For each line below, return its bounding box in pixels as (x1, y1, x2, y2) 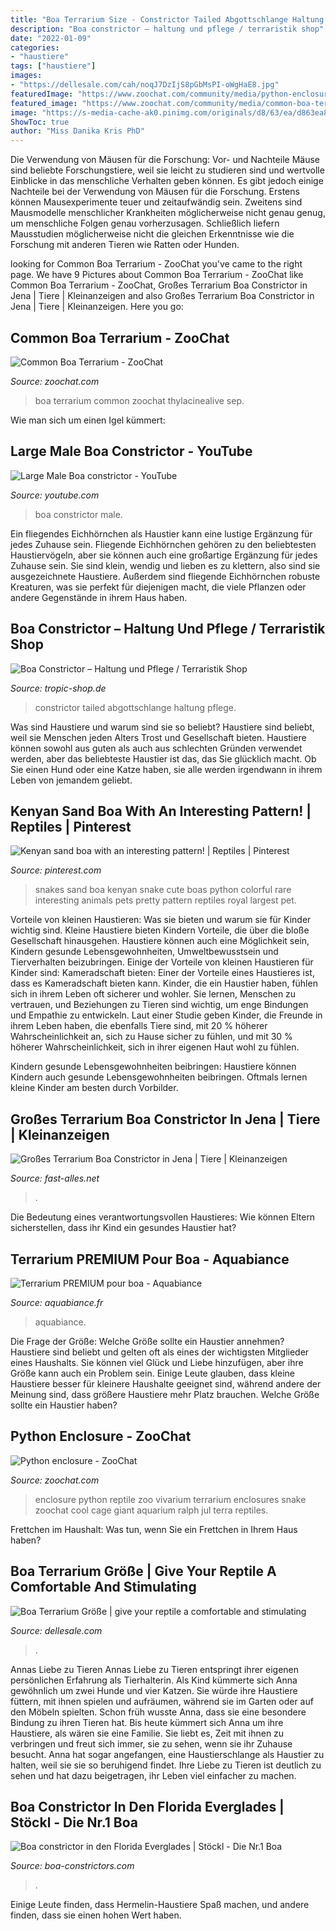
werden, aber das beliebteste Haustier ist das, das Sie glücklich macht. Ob (10, 752, 317, 765)
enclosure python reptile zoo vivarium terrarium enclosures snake (34, 1493, 307, 1505)
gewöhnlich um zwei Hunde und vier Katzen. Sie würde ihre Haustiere (10, 1684, 298, 1696)
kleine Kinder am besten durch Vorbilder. (10, 1082, 179, 1094)
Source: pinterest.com (10, 864, 102, 876)
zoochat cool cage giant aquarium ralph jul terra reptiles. (34, 1504, 269, 1516)
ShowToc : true (10, 117, 70, 127)
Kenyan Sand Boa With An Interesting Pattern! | (10, 802, 312, 820)
